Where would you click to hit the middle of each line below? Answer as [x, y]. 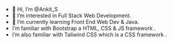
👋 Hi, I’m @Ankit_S [35, 9]
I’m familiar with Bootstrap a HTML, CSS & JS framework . [84, 28]
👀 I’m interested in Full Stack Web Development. [71, 16]
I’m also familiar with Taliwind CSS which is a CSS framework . [89, 35]
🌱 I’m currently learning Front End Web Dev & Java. [75, 22]
